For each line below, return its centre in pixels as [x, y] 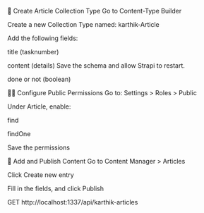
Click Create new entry [41, 175]
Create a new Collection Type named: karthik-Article [84, 24]
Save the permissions [39, 147]
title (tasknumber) [33, 52]
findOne [19, 134]
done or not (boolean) [39, 79]
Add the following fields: [43, 38]
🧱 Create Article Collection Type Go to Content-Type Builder [95, 11]
